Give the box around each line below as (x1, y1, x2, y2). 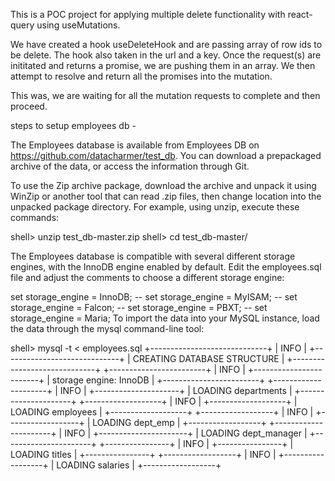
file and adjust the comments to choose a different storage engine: (10, 272, 285, 283)
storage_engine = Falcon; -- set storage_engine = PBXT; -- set (10, 302, 268, 313)
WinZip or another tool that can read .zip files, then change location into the (10, 190, 322, 202)
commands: (10, 212, 60, 223)
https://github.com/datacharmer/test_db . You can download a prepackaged (10, 150, 322, 161)
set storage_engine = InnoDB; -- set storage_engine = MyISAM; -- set (10, 291, 298, 303)
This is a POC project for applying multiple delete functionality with (10, 9, 286, 20)
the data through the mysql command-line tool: (10, 323, 205, 334)
